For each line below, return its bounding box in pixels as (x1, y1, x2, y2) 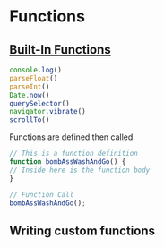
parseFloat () (9, 73, 58, 82)
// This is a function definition (9, 149, 139, 158)
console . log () (9, 65, 63, 74)
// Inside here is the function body (9, 166, 151, 175)
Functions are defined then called (9, 132, 134, 142)
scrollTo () (9, 115, 50, 124)
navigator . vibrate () (9, 107, 87, 116)
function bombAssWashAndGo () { (9, 158, 126, 166)
